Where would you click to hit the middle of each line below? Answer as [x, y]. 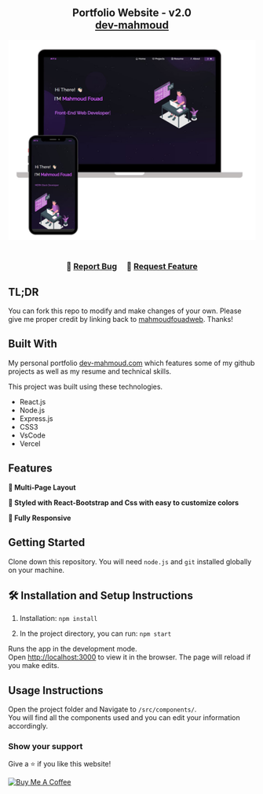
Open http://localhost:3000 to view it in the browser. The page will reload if [130, 657]
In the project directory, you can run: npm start [95, 633]
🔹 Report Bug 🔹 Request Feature [132, 267]
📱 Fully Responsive [40, 518]
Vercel [30, 443]
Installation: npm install [58, 619]
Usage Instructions [56, 691]
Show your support [46, 747]
